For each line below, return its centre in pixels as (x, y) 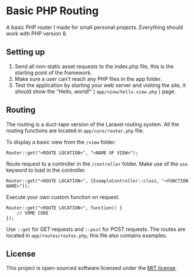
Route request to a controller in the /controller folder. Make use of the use (97, 164)
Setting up (26, 52)
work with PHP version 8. (37, 33)
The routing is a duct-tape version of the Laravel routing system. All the (93, 124)
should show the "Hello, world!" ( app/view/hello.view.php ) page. (95, 91)
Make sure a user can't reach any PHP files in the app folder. (88, 79)
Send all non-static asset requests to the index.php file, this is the (94, 66)
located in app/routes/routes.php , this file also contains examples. (87, 235)
